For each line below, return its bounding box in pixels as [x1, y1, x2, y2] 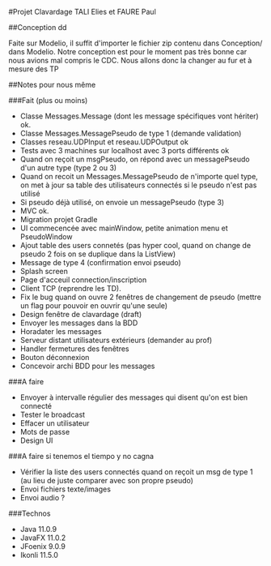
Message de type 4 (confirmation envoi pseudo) [19, 258, 182, 267]
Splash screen [19, 267, 69, 276]
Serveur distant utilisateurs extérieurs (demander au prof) [19, 336, 213, 345]
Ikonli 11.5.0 [19, 551, 58, 560]
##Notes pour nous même [8, 80, 96, 89]
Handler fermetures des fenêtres [19, 344, 129, 354]
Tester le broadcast [19, 409, 86, 419]
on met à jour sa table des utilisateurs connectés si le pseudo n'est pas [19, 180, 257, 190]
